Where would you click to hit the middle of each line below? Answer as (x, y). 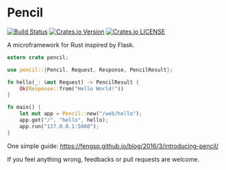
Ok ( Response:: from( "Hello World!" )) (72, 88)
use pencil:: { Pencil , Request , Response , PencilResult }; (90, 70)
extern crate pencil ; (38, 57)
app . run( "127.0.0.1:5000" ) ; (59, 126)
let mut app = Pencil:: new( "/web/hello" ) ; (81, 114)
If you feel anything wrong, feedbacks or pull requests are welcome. (103, 159)
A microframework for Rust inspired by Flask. (71, 45)
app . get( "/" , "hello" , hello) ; (64, 120)
